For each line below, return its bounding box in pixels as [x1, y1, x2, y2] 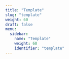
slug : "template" [5, 12, 42, 17]
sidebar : [10, 31, 28, 36]
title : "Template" [5, 7, 44, 13]
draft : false [5, 22, 33, 27]
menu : [5, 27, 17, 32]
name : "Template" [14, 36, 51, 42]
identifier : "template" [14, 46, 65, 51]
